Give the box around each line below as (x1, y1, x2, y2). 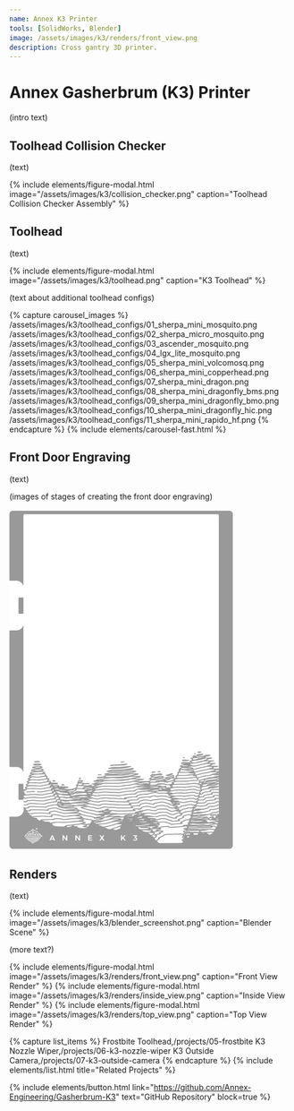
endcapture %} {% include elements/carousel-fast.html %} (9, 424, 227, 435)
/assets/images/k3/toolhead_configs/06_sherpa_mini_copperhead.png (9, 366, 270, 377)
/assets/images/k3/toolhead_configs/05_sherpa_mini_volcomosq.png (9, 357, 265, 367)
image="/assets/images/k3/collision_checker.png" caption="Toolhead (9, 189, 268, 199)
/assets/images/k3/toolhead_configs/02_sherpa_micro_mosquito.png (9, 328, 265, 340)
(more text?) (9, 944, 55, 955)
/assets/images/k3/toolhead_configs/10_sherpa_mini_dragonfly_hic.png (9, 404, 273, 416)
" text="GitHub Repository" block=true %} (115, 1091, 271, 1102)
